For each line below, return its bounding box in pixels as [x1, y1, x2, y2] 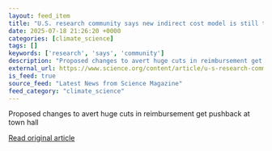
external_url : [8, 65, 57, 73]
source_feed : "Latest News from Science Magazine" [8, 79, 183, 87]
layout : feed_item [8, 11, 70, 20]
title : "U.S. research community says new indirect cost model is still [8, 19, 259, 27]
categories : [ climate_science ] [8, 34, 114, 43]
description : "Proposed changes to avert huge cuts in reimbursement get [8, 57, 263, 65]
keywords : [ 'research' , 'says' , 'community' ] [8, 49, 164, 57]
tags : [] [8, 42, 38, 50]
